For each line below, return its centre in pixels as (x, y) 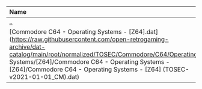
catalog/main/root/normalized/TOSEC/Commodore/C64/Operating (103, 54)
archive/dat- (27, 47)
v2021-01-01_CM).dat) (44, 77)
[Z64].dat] (143, 32)
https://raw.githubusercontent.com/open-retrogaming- (90, 39)
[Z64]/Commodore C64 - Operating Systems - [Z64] (85, 69)
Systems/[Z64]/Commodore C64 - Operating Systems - (90, 62)
